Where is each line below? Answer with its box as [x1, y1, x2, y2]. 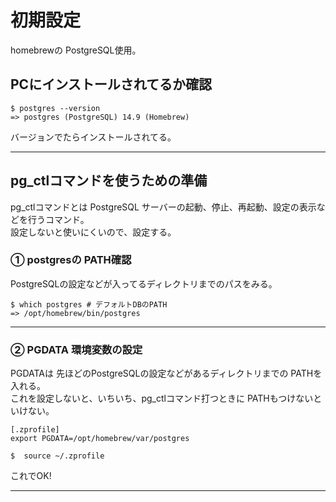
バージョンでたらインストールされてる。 [10, 131, 177, 143]
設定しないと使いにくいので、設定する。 [10, 226, 177, 238]
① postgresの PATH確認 [10, 253, 132, 267]
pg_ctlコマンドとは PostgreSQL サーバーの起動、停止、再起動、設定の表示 [10, 201, 317, 213]
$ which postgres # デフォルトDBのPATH [10, 299, 168, 310]
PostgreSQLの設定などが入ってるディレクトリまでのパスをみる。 [10, 277, 278, 290]
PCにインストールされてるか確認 [10, 76, 213, 93]
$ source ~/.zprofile [10, 451, 105, 461]
